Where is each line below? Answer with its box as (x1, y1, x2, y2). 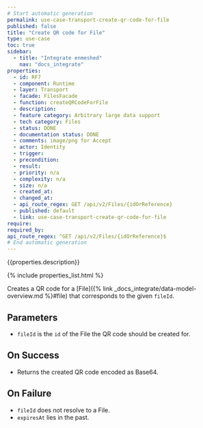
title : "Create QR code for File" (7, 29, 106, 36)
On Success (7, 350, 59, 362)
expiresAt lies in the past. (16, 413, 90, 421)
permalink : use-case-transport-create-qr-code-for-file (7, 16, 170, 23)
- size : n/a (13, 182, 48, 189)
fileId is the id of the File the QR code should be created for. (16, 329, 191, 338)
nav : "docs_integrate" (19, 61, 84, 68)
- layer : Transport (13, 86, 69, 93)
